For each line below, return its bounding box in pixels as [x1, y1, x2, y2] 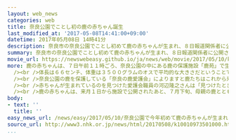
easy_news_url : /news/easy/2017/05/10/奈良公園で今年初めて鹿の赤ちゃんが [7, 114, 213, 121]
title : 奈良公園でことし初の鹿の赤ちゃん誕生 [7, 23, 124, 30]
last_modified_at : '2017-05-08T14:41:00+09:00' [7, 29, 150, 37]
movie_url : [7, 56, 39, 63]
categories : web [7, 17, 55, 24]
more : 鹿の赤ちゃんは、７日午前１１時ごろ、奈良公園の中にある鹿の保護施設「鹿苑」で [7, 62, 225, 69]
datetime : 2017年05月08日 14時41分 [7, 36, 107, 43]
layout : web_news [7, 10, 58, 17]
